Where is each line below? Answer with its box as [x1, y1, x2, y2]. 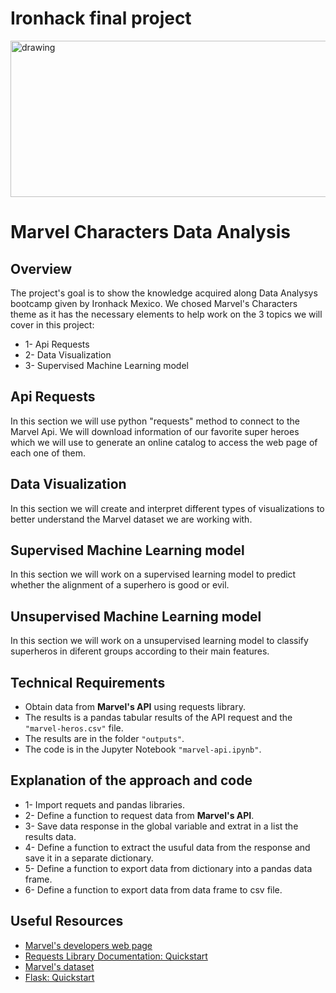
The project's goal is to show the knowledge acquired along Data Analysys [10, 287, 318, 299]
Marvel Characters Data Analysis [10, 221, 291, 244]
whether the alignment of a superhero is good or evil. [10, 579, 230, 591]
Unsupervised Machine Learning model [10, 608, 262, 625]
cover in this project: [10, 318, 95, 331]
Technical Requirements [10, 674, 166, 691]
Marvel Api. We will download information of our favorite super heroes [10, 425, 300, 437]
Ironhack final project [10, 7, 192, 30]
